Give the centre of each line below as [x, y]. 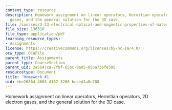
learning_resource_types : [33, 39]
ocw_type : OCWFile [25, 53]
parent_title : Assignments [34, 58]
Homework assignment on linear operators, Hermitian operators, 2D [77, 96]
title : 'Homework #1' [28, 77]
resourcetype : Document [31, 72]
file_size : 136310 [25, 29]
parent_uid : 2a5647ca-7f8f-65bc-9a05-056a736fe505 [60, 67]
